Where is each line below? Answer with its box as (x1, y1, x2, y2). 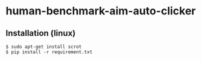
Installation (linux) (5, 28, 76, 38)
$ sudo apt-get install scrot (5, 44, 82, 50)
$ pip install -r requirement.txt (5, 49, 93, 55)
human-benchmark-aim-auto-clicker (5, 4, 196, 18)
